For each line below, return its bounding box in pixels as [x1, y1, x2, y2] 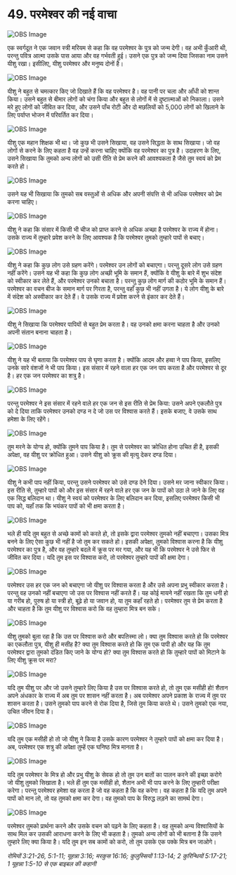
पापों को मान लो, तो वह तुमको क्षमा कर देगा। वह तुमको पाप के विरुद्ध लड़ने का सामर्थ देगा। [7, 794, 204, 803]
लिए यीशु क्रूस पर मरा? [7, 656, 57, 664]
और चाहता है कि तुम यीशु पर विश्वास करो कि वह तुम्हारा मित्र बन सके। [7, 604, 161, 613]
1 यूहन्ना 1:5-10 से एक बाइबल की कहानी [7, 860, 97, 868]
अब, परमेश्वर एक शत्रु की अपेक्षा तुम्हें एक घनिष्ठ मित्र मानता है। [7, 742, 144, 751]
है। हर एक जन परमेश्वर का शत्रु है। [7, 371, 86, 380]
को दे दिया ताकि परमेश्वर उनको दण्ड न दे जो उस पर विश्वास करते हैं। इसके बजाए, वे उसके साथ [7, 407, 217, 415]
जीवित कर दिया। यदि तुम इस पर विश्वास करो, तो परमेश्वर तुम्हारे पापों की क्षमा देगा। [7, 553, 190, 561]
